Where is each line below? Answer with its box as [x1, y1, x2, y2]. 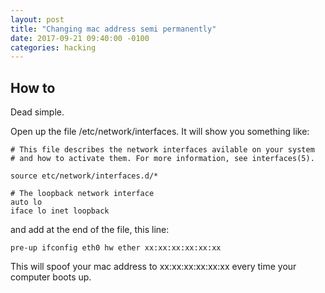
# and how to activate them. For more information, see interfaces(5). [10, 154, 315, 164]
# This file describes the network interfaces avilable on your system [10, 145, 315, 155]
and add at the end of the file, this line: [10, 224, 170, 236]
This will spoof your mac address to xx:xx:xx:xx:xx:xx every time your [10, 261, 297, 273]
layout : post [10, 14, 65, 25]
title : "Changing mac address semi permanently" [10, 24, 217, 34]
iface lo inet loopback [10, 206, 110, 216]
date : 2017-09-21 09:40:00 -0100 [10, 33, 150, 43]
